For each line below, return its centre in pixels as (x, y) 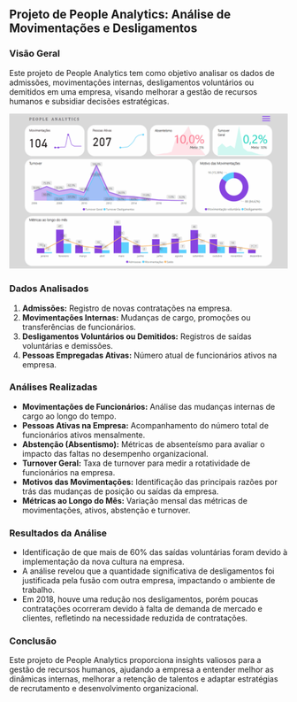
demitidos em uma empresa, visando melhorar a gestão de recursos (133, 91)
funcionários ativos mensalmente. (84, 435)
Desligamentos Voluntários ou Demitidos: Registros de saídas (137, 336)
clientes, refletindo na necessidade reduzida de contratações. (135, 618)
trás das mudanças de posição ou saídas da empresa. (120, 491)
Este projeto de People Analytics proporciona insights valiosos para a (135, 660)
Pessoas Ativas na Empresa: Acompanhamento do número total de (145, 425)
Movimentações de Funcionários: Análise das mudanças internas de (148, 406)
